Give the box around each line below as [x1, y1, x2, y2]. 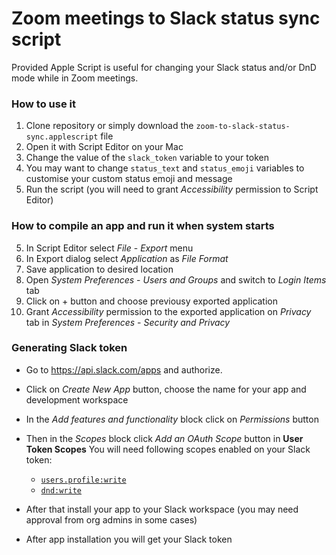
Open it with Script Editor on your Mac [25, 141, 184, 153]
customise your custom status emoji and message [25, 173, 233, 185]
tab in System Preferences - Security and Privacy [25, 316, 231, 328]
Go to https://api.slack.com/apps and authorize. [25, 363, 223, 376]
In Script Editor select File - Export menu [25, 242, 194, 254]
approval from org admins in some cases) [25, 513, 198, 526]
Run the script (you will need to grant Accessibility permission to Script [25, 183, 319, 196]
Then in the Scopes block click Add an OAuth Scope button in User [25, 432, 304, 444]
